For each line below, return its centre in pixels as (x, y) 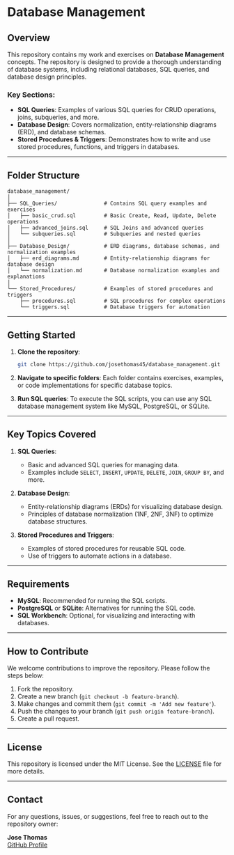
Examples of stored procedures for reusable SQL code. (107, 548)
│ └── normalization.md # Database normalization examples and (113, 271)
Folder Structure (44, 175)
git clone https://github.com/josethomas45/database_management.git (119, 364)
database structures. (57, 521)
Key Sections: (31, 95)
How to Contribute (48, 651)
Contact (25, 800)
